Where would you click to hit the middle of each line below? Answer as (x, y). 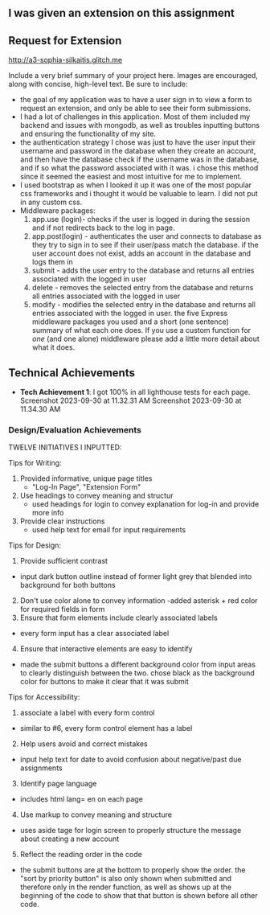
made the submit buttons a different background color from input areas (137, 665)
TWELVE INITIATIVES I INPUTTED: (65, 447)
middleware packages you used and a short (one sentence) (130, 322)
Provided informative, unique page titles (86, 478)
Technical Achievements (72, 373)
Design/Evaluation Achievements (75, 429)
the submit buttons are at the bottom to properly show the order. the (133, 870)
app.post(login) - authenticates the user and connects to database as (147, 236)
